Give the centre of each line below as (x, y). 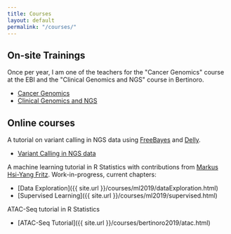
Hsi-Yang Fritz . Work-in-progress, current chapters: (82, 174)
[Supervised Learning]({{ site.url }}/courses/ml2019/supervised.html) (117, 195)
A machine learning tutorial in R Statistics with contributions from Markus (113, 167)
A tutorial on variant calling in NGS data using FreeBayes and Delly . (104, 140)
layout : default (31, 20)
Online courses (41, 123)
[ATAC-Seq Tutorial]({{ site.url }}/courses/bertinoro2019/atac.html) (114, 223)
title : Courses (29, 14)
